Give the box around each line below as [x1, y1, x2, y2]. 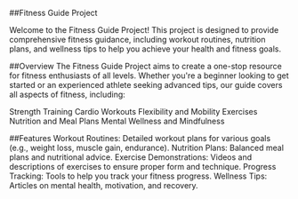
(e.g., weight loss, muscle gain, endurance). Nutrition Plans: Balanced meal [9, 142, 285, 153]
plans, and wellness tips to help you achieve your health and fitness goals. [9, 44, 282, 54]
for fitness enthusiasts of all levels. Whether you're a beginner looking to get [9, 70, 289, 81]
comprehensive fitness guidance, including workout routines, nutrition [9, 35, 266, 44]
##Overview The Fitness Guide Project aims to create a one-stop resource [9, 61, 282, 71]
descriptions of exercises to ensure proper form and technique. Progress [9, 162, 277, 171]
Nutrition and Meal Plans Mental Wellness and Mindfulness [9, 115, 225, 126]
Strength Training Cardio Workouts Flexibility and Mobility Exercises [9, 107, 258, 116]
